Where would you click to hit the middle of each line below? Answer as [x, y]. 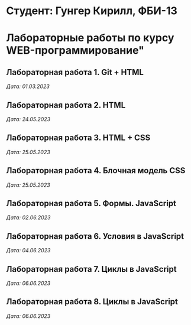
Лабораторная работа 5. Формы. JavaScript [91, 204]
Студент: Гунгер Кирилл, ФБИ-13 [92, 11]
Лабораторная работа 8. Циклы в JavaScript [92, 302]
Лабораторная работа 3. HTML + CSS [78, 138]
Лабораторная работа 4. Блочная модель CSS [96, 170]
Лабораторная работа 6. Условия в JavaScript [95, 236]
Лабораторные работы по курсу [90, 38]
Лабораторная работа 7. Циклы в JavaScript [91, 269]
